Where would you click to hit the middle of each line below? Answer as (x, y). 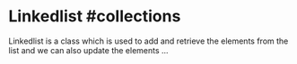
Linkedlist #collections (95, 16)
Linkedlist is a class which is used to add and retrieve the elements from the (148, 41)
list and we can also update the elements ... (88, 50)
